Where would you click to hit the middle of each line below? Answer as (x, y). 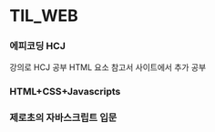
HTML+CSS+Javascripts (65, 92)
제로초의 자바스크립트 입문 (63, 117)
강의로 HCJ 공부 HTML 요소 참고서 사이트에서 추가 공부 (108, 67)
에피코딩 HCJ (37, 46)
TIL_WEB (44, 16)
